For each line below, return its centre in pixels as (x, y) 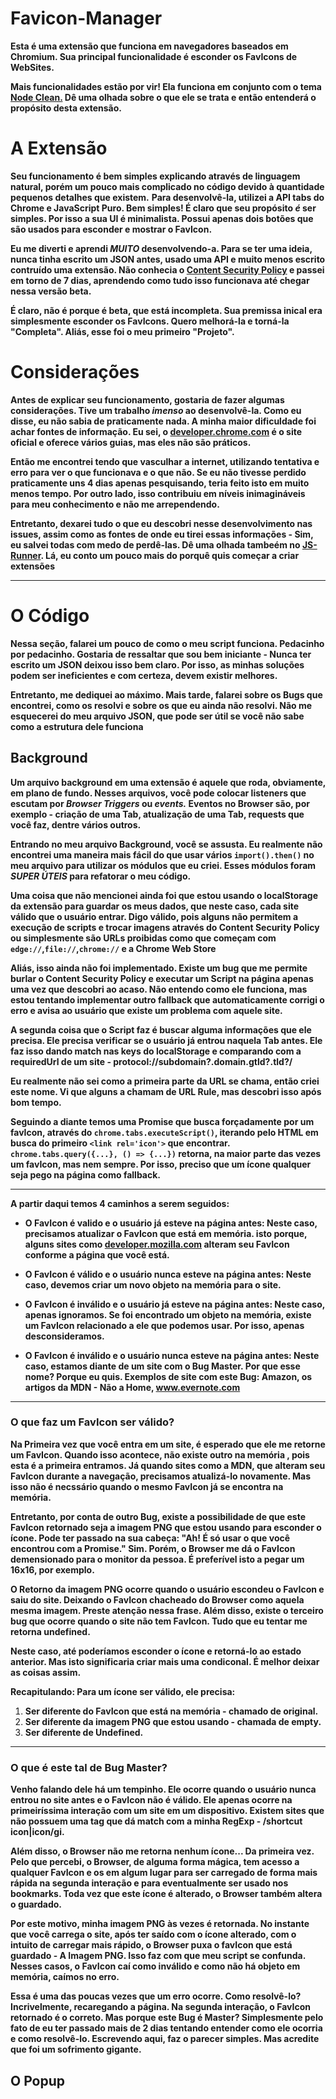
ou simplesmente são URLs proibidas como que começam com (143, 938)
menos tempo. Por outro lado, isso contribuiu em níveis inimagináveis (158, 493)
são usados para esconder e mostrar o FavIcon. (111, 229)
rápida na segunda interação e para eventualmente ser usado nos (149, 1883)
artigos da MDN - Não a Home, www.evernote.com (132, 1387)
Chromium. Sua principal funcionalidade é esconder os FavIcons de (154, 56)
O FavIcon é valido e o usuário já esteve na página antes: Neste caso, (171, 1223)
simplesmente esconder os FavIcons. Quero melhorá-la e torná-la (150, 321)
